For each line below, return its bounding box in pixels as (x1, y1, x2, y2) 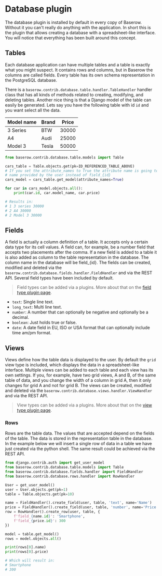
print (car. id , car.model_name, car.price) (13, 190, 100, 195)
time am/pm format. (12, 330, 52, 336)
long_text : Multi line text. (12, 304, 62, 310)
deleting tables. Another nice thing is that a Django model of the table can (5, 97, 151, 103)
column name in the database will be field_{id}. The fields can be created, (5, 260, 151, 265)
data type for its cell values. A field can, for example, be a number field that (5, 244, 155, 250)
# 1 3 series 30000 (5, 203, 44, 209)
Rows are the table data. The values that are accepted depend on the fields (5, 430, 155, 436)
